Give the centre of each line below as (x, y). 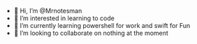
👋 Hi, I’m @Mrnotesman (48, 11)
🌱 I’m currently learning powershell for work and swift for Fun (102, 25)
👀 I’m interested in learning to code (64, 18)
